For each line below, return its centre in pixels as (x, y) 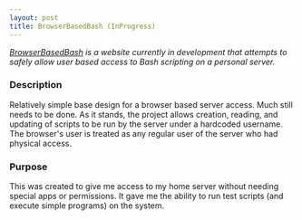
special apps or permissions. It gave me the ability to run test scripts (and (146, 196)
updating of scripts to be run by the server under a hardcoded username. (146, 124)
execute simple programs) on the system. (87, 206)
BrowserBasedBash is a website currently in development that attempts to (148, 52)
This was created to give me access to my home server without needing (144, 187)
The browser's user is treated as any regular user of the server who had (144, 133)
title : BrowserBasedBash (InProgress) (83, 26)
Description (36, 85)
